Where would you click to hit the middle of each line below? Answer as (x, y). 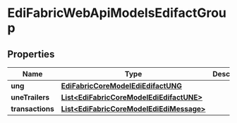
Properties (31, 54)
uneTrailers (30, 97)
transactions (32, 109)
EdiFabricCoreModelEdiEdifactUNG (121, 86)
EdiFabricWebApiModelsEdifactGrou (117, 13)
